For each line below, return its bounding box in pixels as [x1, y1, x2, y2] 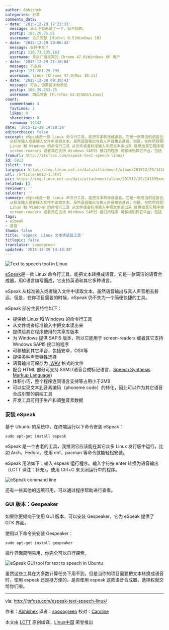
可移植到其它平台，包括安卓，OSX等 [12, 348, 88, 354]
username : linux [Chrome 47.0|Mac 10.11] [10, 73, 98, 78]
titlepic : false [5, 237, 39, 243]
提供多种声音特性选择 [12, 354, 57, 360]
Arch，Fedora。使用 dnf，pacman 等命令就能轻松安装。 [11, 449, 127, 455]
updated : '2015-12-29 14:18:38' [5, 247, 73, 252]
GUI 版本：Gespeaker [5, 501, 59, 508]
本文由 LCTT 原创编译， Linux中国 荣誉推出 [5, 619, 94, 625]
